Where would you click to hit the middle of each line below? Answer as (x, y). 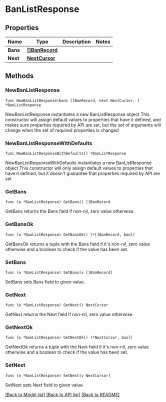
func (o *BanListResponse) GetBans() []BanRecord (58, 202)
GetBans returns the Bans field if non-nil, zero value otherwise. (70, 211)
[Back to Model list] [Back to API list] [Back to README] (62, 394)
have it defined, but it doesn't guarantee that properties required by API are (82, 173)
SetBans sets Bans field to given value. (45, 281)
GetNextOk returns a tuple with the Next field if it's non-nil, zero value (77, 347)
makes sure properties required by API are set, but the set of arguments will (83, 125)
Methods (19, 76)
